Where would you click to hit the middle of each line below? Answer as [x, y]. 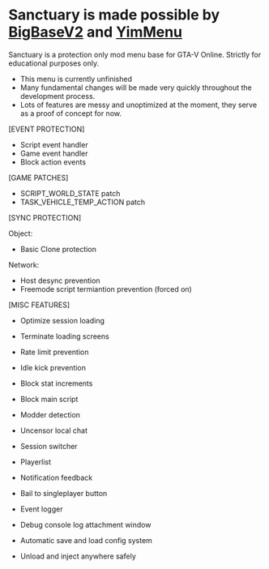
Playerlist [35, 462]
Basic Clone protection [58, 249]
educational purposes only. [54, 63]
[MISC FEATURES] [39, 305]
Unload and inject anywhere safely [78, 556]
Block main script [49, 399]
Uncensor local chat [53, 430]
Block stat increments [56, 383]
